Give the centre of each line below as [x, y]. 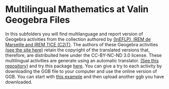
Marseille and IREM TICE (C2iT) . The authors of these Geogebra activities [82, 44]
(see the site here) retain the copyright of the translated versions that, [77, 50]
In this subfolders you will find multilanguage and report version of [74, 34]
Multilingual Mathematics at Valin [77, 9]
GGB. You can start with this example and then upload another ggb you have [85, 76]
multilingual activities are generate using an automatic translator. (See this [82, 60]
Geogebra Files [38, 20]
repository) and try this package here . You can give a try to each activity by [84, 66]
